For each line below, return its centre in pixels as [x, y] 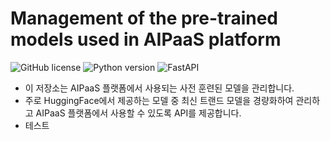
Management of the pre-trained [144, 18]
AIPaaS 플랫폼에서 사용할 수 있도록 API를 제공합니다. [138, 113]
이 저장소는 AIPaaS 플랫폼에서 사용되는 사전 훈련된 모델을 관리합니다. [159, 88]
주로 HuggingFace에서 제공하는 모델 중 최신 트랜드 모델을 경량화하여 [159, 100]
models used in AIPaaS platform [146, 39]
